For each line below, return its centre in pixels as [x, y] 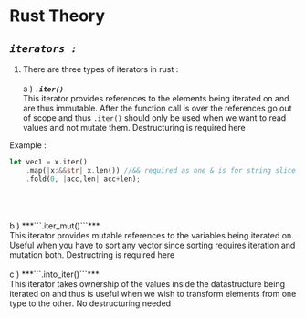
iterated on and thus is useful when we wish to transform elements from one [153, 293]
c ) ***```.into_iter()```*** [55, 274]
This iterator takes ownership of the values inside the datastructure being [147, 283]
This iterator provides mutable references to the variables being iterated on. [152, 235]
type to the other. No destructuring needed [90, 303]
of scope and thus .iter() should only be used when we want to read [154, 118]
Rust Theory [58, 16]
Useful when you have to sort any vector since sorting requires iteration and [152, 245]
